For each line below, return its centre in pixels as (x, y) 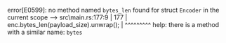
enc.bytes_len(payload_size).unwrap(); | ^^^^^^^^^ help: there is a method (113, 25)
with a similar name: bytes (45, 32)
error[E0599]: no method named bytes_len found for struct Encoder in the (113, 10)
